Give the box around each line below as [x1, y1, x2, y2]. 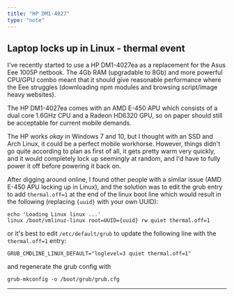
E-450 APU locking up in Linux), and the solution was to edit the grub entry [7, 182, 223, 192]
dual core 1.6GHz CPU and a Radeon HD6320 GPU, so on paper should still [7, 111, 223, 120]
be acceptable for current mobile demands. [7, 119, 132, 127]
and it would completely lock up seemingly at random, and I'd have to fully [7, 155, 221, 163]
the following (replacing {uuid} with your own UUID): [7, 198, 159, 206]
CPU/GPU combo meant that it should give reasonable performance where [7, 76, 221, 84]
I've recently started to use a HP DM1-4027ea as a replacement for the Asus [7, 61, 226, 70]
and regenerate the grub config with [7, 263, 111, 271]
